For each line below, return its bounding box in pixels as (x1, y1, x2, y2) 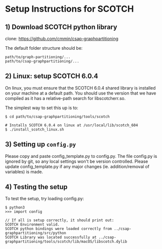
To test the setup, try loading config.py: (5, 196, 84, 202)
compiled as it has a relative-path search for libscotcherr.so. (5, 95, 126, 101)
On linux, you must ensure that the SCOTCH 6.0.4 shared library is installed (5, 85, 156, 91)
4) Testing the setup (5, 183, 68, 191)
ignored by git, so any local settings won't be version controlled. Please (5, 158, 148, 164)
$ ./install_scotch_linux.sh (5, 127, 64, 132)
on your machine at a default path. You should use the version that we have (5, 90, 157, 96)
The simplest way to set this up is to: (5, 105, 79, 111)
